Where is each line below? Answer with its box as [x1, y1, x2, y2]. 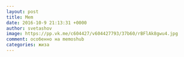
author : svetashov [6, 25, 52, 31]
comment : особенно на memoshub [6, 36, 85, 42]
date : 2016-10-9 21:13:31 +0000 [6, 20, 87, 26]
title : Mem [6, 14, 34, 20]
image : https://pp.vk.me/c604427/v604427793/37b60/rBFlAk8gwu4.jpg [6, 31, 179, 37]
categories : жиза [6, 42, 50, 48]
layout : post [6, 8, 39, 15]
